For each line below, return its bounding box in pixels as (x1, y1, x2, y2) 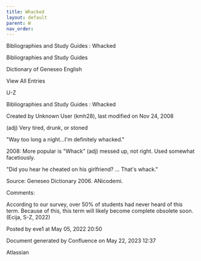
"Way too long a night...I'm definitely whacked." (6, 136, 125, 143)
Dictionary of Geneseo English (6, 66, 82, 73)
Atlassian (6, 249, 29, 256)
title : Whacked (6, 8, 45, 15)
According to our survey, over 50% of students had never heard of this (6, 201, 183, 208)
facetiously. (6, 154, 35, 161)
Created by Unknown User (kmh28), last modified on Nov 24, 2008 (6, 112, 174, 120)
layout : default (6, 14, 47, 21)
